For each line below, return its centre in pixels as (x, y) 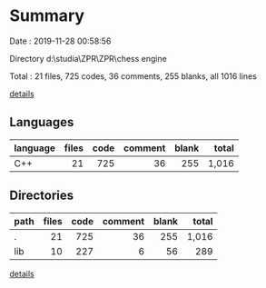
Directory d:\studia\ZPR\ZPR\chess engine (89, 58)
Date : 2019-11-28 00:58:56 (60, 41)
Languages (42, 122)
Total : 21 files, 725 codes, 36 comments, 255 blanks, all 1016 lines (133, 76)
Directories (42, 196)
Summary (47, 16)
